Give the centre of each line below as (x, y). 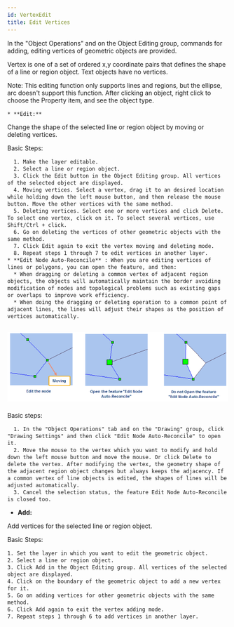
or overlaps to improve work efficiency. (69, 295)
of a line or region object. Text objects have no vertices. (88, 72)
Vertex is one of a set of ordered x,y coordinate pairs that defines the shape (117, 64)
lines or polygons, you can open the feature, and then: (92, 267)
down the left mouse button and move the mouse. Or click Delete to (109, 457)
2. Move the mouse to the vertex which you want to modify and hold (116, 450)
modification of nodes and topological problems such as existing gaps (114, 288)
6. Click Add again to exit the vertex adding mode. (86, 609)
